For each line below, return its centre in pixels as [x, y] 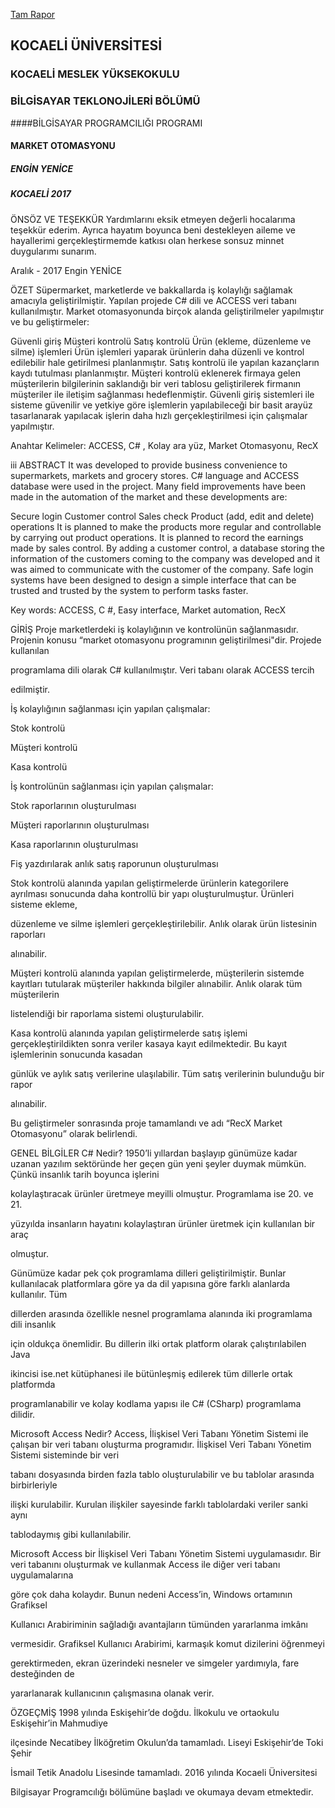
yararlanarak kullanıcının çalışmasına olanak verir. [112, 1693]
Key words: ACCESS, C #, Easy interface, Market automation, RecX [148, 610]
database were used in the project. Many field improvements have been [158, 486]
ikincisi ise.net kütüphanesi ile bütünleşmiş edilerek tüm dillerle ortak [151, 1373]
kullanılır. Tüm [39, 1294]
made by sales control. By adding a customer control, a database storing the [167, 548]
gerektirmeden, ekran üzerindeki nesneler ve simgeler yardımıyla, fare [155, 1663]
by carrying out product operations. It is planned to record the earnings [157, 537]
